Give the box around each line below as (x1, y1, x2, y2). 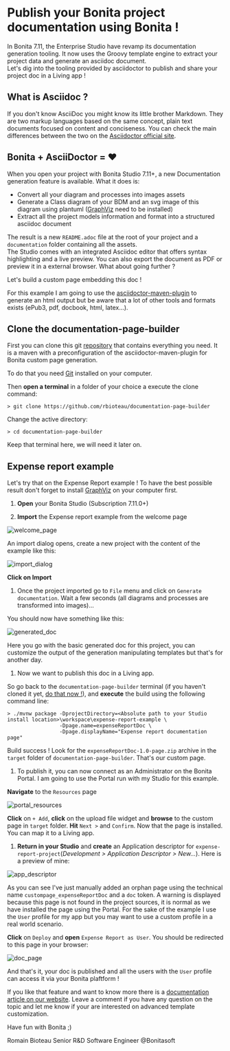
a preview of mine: (16, 857, 70, 865)
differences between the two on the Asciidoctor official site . (7, 131, 176, 140)
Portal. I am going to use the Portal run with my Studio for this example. (16, 775, 219, 783)
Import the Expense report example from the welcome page (16, 513, 187, 521)
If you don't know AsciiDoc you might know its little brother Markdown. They (7, 109, 224, 118)
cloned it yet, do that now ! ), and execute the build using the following (7, 689, 205, 698)
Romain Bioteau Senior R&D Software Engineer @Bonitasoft (7, 1037, 176, 1045)
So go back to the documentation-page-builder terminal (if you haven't (7, 683, 206, 691)
